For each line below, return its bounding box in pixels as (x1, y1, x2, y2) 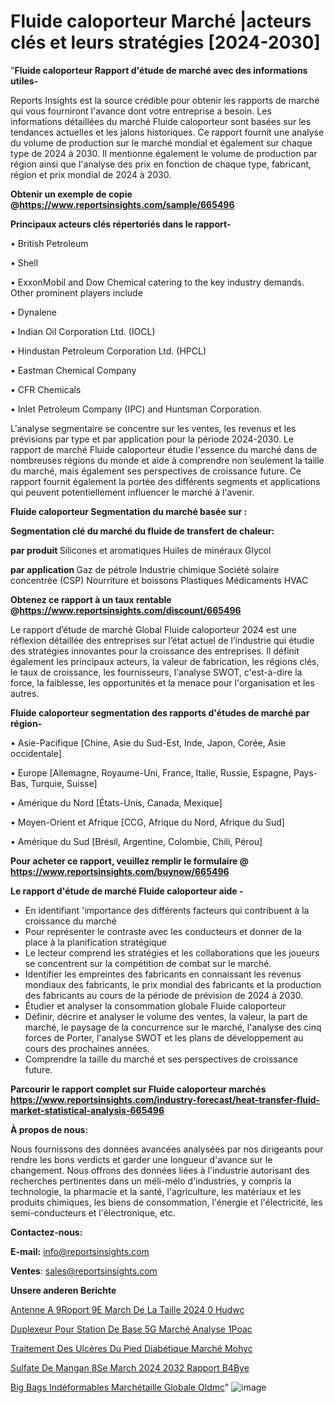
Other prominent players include (10, 286, 143, 299)
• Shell (10, 256, 39, 269)
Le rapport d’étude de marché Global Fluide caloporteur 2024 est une (10, 623, 297, 635)
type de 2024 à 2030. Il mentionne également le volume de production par (10, 147, 318, 159)
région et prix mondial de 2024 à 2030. (10, 168, 172, 180)
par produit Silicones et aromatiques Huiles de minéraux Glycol (10, 544, 272, 556)
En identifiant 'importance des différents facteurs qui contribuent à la (24, 904, 310, 916)
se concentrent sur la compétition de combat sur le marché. (24, 957, 272, 969)
